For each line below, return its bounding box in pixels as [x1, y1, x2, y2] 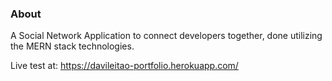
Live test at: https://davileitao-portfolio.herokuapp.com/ [10, 60, 239, 72]
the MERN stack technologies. [10, 40, 135, 52]
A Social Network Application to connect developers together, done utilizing [10, 30, 323, 42]
